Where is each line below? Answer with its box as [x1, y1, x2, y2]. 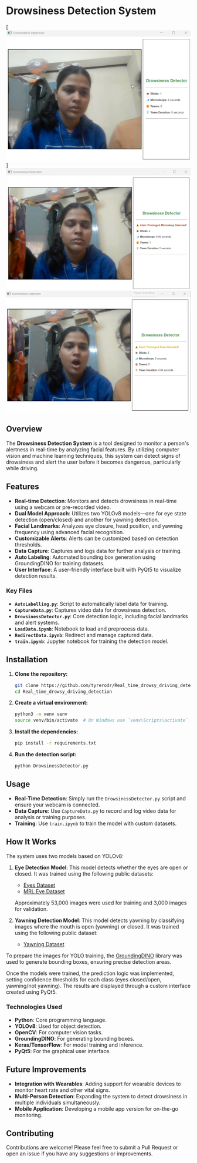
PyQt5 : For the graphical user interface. [14, 1047, 111, 1054]
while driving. [6, 464, 39, 471]
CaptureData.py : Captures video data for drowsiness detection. [14, 606, 167, 614]
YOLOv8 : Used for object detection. [14, 1023, 101, 1030]
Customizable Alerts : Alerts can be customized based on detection [14, 535, 179, 542]
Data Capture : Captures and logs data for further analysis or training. [14, 547, 182, 554]
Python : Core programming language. [14, 1016, 107, 1023]
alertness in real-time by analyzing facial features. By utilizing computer [6, 445, 179, 453]
